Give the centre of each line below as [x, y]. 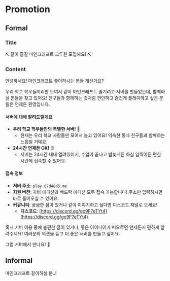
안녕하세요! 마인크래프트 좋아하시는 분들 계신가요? [55, 81]
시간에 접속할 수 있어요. [43, 161]
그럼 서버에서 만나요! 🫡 [28, 244]
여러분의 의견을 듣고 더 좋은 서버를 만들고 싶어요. [72, 233]
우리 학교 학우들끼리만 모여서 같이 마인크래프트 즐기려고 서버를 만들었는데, [78, 92]
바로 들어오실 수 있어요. [36, 198]
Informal [19, 260]
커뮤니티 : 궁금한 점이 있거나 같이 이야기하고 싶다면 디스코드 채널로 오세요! [85, 204]
